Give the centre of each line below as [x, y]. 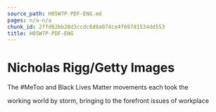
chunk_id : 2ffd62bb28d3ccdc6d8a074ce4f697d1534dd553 [86, 27]
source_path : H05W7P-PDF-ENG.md [55, 14]
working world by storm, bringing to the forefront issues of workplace [108, 101]
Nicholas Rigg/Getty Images [91, 68]
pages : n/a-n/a [30, 20]
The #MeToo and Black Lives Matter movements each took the [98, 87]
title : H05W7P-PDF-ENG [40, 33]
